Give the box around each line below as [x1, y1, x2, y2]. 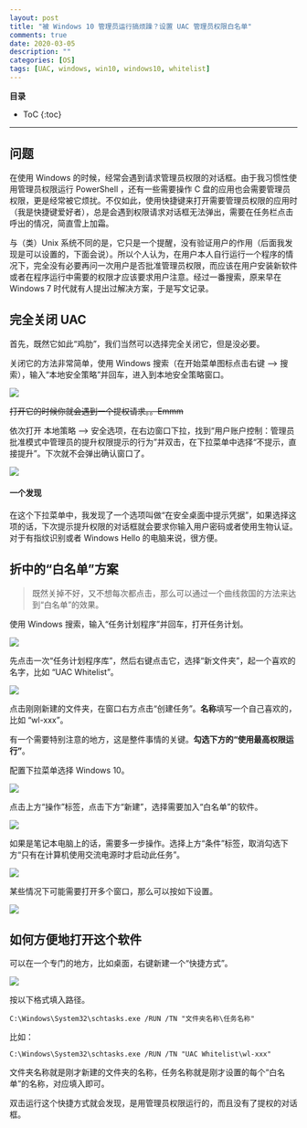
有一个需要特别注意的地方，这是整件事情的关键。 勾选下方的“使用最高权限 [9, 733, 286, 744]
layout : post [9, 13, 59, 23]
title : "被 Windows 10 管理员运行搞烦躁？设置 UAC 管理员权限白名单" [9, 22, 252, 31]
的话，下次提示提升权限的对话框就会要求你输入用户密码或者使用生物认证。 [16, 521, 298, 532]
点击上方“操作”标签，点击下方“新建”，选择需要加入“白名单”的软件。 [9, 801, 263, 812]
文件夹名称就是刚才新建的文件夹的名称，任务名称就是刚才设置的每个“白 [9, 1067, 278, 1078]
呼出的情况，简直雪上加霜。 [9, 217, 114, 228]
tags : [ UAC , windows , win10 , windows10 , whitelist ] [9, 65, 210, 74]
